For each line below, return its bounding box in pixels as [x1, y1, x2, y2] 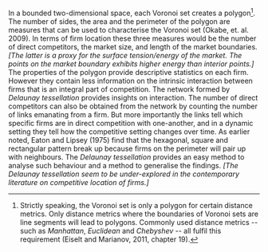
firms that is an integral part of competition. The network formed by [8, 84, 231, 94]
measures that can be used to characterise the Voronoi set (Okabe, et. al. [8, 25, 249, 34]
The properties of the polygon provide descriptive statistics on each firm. [8, 67, 249, 77]
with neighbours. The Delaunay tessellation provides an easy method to [8, 152, 245, 162]
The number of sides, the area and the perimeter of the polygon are [8, 16, 231, 26]
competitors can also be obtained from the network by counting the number [8, 101, 258, 111]
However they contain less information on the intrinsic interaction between [8, 76, 254, 85]
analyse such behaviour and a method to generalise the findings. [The [8, 160, 238, 170]
